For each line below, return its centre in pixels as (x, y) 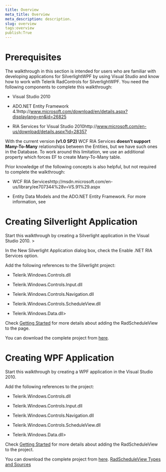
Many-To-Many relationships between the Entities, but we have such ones (81, 146)
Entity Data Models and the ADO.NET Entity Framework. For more (79, 196)
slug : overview (21, 24)
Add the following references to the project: (50, 386)
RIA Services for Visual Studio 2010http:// (55, 126)
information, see (29, 202)
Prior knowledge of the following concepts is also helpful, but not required (81, 166)
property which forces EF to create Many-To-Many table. (63, 157)
